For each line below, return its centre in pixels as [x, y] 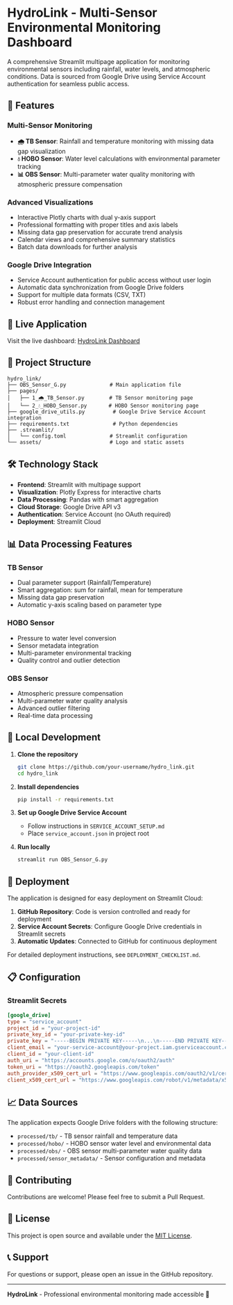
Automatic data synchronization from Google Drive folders [101, 287]
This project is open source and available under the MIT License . [100, 1235]
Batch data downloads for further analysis [77, 247]
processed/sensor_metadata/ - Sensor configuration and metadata [111, 1158]
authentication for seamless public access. [68, 83]
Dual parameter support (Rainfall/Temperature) [84, 583]
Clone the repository [48, 754]
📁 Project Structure [49, 363]
